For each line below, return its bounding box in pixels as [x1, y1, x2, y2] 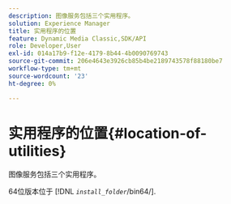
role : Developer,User [8, 42, 82, 50]
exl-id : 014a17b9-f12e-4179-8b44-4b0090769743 [8, 49, 169, 57]
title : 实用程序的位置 [8, 27, 77, 35]
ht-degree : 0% [8, 79, 57, 87]
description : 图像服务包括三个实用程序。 [8, 11, 135, 20]
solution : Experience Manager [8, 19, 111, 28]
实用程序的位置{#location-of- [8, 124, 207, 142]
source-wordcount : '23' [8, 72, 89, 80]
